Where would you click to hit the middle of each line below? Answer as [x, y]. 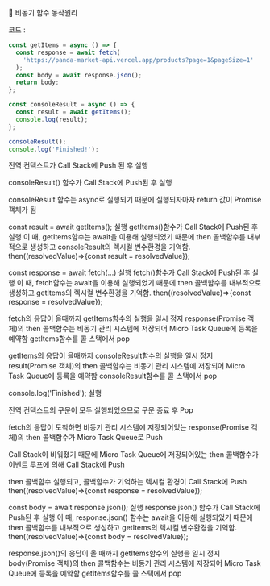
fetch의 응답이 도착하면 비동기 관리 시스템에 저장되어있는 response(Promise [129, 427]
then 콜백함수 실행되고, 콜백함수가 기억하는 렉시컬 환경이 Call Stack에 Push [128, 482]
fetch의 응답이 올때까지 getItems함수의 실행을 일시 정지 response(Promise [127, 318]
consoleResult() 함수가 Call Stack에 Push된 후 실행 [90, 183]
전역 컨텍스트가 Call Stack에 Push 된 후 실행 [79, 165]
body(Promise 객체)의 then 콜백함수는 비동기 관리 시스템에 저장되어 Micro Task [135, 563]
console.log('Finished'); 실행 [55, 393]
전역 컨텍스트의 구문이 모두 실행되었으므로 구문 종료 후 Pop [101, 410]
